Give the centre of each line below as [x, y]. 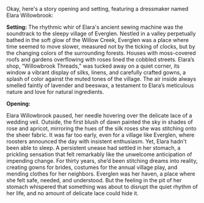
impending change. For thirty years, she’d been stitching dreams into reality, [102, 161]
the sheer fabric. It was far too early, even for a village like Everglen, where [100, 135]
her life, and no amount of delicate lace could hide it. [73, 193]
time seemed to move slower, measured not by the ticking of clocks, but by [101, 46]
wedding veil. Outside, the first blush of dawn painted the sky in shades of [100, 122]
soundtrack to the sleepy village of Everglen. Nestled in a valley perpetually [101, 34]
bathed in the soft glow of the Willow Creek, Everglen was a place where [98, 40]
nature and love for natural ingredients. [55, 92]
